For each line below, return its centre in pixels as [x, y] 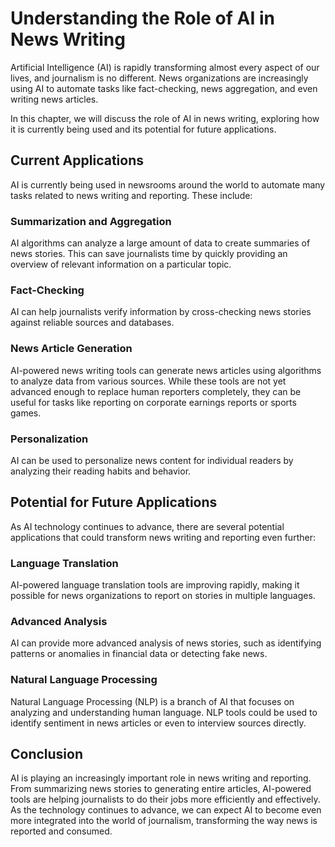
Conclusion [47, 754]
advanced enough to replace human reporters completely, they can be [156, 391]
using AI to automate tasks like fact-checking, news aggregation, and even [164, 88]
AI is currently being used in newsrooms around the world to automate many [168, 184]
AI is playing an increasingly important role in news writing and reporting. [161, 778]
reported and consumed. [61, 831]
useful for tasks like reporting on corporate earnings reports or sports [153, 402]
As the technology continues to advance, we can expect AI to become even [166, 810]
